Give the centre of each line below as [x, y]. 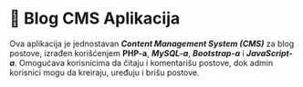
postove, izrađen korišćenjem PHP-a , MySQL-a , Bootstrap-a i [127, 53]
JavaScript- [270, 53]
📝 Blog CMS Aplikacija [95, 19]
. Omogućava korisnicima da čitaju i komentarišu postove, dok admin [144, 63]
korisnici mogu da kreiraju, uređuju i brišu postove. [104, 72]
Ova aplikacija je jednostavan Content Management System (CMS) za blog [152, 43]
